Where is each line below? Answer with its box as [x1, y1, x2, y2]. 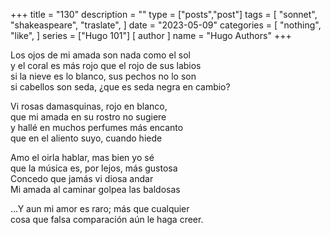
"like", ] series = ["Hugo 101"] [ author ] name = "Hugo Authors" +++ [10, 30, 292, 41]
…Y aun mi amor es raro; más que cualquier [10, 203, 190, 214]
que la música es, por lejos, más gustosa [10, 162, 178, 174]
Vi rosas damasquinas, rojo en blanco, [10, 100, 168, 112]
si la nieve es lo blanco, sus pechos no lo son [10, 70, 197, 82]
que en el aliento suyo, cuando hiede [10, 132, 163, 144]
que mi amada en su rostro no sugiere [10, 111, 167, 123]
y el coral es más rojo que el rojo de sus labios [10, 60, 202, 71]
